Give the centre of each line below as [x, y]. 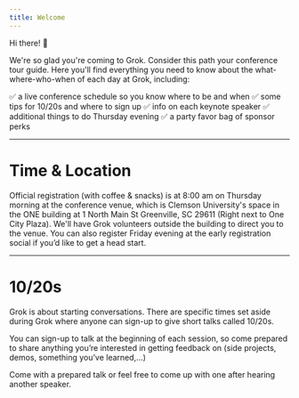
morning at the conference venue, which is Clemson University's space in [145, 205]
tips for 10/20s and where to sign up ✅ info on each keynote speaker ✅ [139, 106]
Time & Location [70, 171]
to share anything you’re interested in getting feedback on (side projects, [143, 347]
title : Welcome [37, 17]
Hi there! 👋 [29, 43]
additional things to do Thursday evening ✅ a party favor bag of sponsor [142, 116]
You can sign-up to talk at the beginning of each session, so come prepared [149, 338]
